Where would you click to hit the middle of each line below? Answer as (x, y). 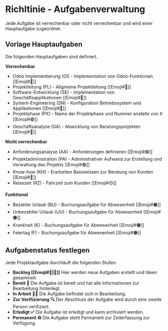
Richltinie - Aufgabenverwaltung (75, 9)
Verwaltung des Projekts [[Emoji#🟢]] (51, 164)
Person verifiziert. (31, 306)
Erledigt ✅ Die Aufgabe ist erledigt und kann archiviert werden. (78, 312)
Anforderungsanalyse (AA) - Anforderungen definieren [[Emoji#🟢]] (82, 152)
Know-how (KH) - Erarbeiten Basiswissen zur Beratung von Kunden (83, 172)
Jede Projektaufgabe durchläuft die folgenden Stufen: (61, 262)
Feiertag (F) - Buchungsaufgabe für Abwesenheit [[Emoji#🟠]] (77, 232)
